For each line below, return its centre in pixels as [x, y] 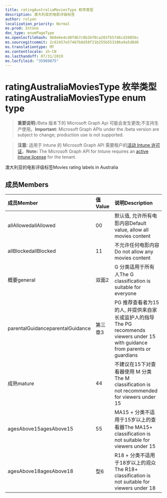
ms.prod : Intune [22, 28]
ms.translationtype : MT [30, 47]
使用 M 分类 [138, 372]
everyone [125, 293]
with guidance [131, 343]
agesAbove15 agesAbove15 [41, 429]
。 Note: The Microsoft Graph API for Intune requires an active [85, 151]
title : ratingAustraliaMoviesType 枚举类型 [49, 10]
